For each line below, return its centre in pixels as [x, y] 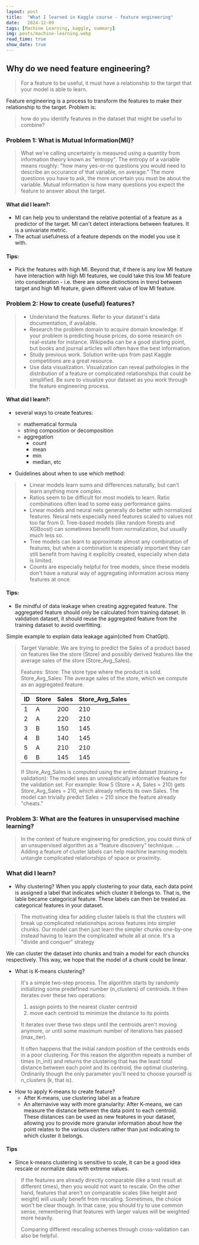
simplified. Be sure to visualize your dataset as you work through [108, 379]
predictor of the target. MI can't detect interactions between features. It [102, 224]
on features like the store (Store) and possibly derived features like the [107, 654]
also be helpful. [39, 1236]
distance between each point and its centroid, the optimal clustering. [104, 1067]
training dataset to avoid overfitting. [58, 625]
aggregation [38, 437]
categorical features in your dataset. [59, 905]
